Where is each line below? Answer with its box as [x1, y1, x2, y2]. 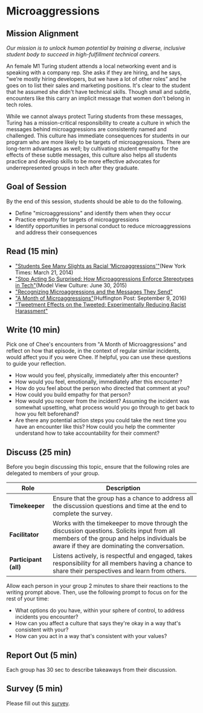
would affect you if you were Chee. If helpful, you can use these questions [6, 354, 192, 361]
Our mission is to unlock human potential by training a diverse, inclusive [6, 44, 186, 51]
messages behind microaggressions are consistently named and [6, 126, 167, 132]
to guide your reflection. [6, 360, 66, 367]
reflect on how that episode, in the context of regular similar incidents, [6, 347, 181, 354]
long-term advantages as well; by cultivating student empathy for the [6, 145, 178, 152]
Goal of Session [6, 181, 67, 192]
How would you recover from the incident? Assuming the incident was [14, 397, 190, 405]
